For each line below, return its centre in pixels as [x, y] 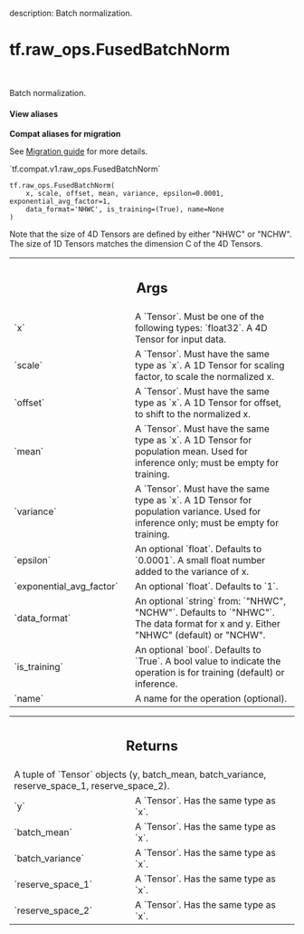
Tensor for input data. [181, 339]
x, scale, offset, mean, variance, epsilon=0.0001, [125, 194]
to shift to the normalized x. [193, 413]
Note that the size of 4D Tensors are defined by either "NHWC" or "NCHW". [151, 234]
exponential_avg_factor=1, [60, 202]
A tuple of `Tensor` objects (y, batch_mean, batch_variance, [140, 774]
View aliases [34, 113]
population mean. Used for [192, 451]
